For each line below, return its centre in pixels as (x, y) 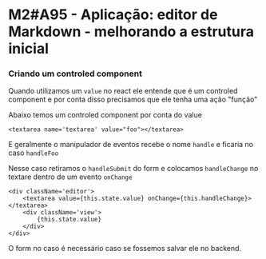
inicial (29, 49)
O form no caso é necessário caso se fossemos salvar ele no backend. (125, 249)
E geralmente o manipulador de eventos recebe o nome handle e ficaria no (131, 145)
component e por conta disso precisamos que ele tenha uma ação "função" (133, 100)
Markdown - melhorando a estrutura (131, 32)
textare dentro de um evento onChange (70, 177)
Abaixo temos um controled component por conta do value (105, 115)
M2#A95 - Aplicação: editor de (113, 15)
